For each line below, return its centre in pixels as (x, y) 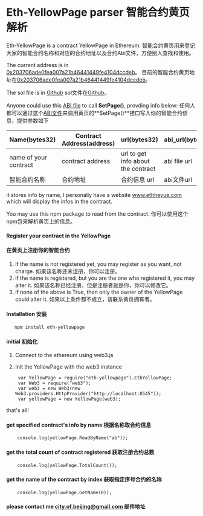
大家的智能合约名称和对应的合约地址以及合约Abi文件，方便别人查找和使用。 (100, 53)
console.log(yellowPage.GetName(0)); (65, 492)
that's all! (18, 410)
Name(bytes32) (33, 140)
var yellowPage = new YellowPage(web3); (69, 399)
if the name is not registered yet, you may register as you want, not (98, 264)
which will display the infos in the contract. (60, 201)
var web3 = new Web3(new (49, 389)
